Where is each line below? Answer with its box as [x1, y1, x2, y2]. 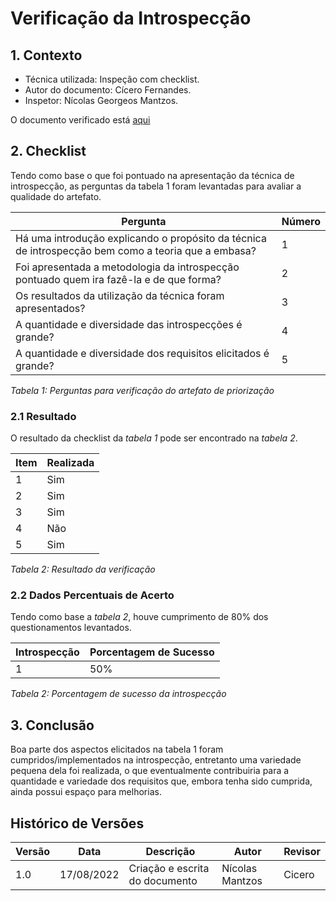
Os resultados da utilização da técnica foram [15, 288, 225, 302]
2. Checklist [10, 143, 87, 160]
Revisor [283, 845, 321, 859]
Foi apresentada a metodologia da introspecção [15, 260, 240, 274]
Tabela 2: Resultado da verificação [10, 563, 156, 576]
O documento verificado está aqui [10, 114, 151, 126]
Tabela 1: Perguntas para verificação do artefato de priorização [10, 384, 275, 396]
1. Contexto [10, 47, 83, 64]
